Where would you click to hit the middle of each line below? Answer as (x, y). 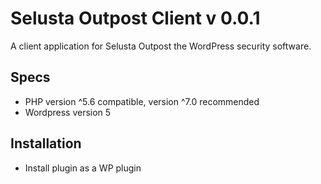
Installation (46, 143)
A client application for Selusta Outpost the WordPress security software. (161, 46)
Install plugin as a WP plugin (83, 168)
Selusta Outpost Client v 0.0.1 (135, 18)
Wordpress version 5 (68, 112)
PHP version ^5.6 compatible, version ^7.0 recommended (142, 101)
